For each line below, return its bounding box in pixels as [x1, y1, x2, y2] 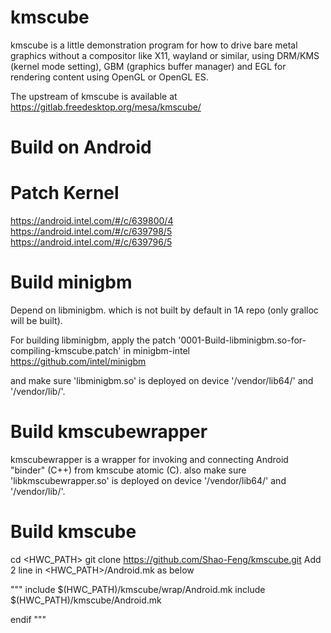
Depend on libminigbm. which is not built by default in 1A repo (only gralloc [10, 304, 319, 316]
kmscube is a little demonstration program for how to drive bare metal [10, 39, 298, 51]
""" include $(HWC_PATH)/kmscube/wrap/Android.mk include [10, 583, 266, 595]
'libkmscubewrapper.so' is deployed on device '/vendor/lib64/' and [10, 474, 287, 486]
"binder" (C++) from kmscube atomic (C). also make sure [10, 464, 247, 476]
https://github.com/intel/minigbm [10, 356, 147, 367]
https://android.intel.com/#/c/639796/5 [10, 236, 173, 248]
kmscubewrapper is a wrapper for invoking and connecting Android [10, 453, 289, 465]
